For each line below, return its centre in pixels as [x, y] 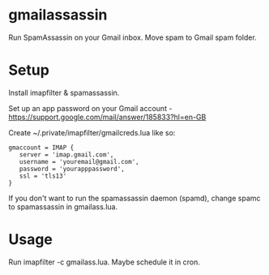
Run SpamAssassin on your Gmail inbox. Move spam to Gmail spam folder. [132, 37]
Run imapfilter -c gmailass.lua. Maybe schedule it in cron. [104, 262]
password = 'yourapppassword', [72, 169]
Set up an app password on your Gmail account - [90, 108]
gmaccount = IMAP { [41, 148]
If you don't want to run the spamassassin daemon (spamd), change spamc [134, 198]
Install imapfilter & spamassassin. [64, 92]
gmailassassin [58, 15]
